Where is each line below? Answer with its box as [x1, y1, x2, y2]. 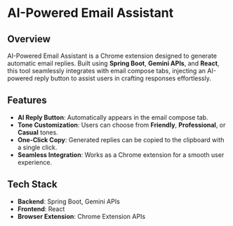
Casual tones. [17, 128, 58, 137]
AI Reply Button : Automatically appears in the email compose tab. [17, 113, 208, 121]
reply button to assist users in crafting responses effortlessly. [34, 74, 212, 82]
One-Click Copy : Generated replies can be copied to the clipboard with [17, 135, 225, 144]
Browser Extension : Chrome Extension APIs [17, 212, 146, 220]
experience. [17, 158, 53, 166]
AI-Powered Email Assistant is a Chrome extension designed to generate [7, 51, 218, 60]
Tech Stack [7, 178, 58, 191]
